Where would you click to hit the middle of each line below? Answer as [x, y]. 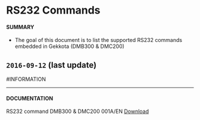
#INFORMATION [26, 79]
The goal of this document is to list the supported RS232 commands [99, 40]
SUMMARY [20, 27]
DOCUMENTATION [30, 98]
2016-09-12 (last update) [51, 65]
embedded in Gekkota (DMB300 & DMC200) [70, 46]
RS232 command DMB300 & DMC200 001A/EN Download [78, 111]
